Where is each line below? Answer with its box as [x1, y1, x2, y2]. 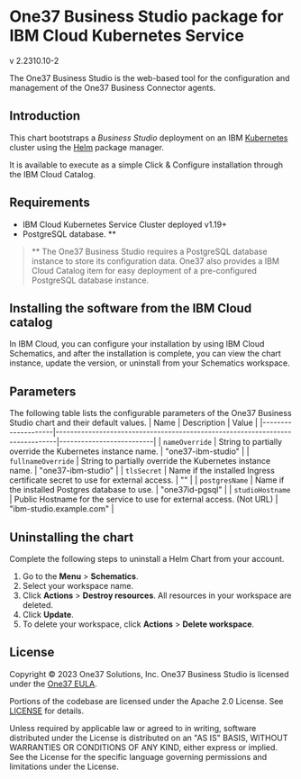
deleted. [22, 600, 54, 610]
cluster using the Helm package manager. [9, 141, 165, 152]
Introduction [9, 108, 81, 123]
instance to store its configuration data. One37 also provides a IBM [31, 255, 279, 267]
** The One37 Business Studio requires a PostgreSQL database [31, 246, 268, 257]
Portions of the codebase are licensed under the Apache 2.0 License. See [9, 695, 284, 706]
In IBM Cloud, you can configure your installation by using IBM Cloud [9, 339, 265, 349]
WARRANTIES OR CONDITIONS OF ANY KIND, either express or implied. [9, 741, 278, 753]
